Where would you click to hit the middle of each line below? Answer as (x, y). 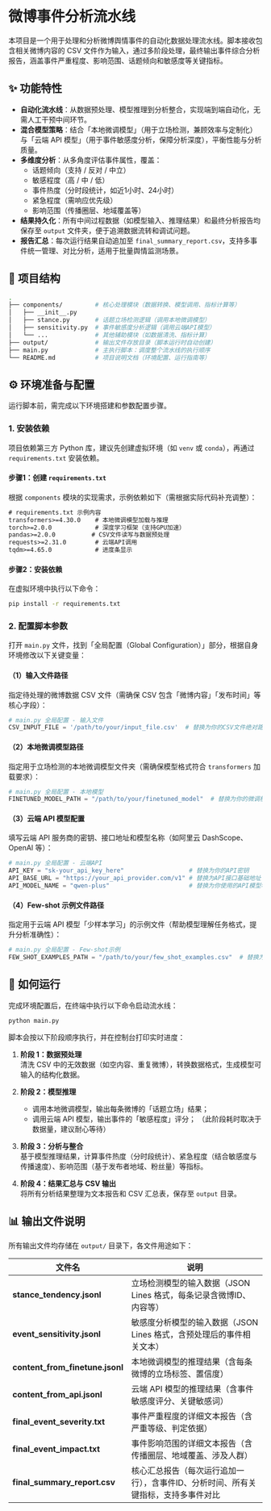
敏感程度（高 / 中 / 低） (71, 180)
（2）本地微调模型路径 (46, 746)
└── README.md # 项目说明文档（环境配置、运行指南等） (110, 357)
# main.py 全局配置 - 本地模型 (56, 791)
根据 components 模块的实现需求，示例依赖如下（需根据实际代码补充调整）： (133, 497)
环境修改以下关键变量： (47, 655)
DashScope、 (225, 838)
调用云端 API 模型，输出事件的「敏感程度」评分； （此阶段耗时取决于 (147, 1119)
